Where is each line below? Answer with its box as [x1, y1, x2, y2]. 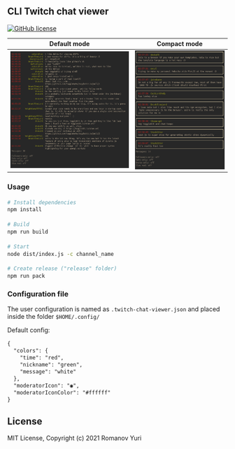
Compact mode [157, 40, 203, 48]
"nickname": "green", [20, 362, 83, 369]
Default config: [7, 326, 50, 334]
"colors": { [13, 348, 49, 355]
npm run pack [7, 273, 45, 280]
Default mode [49, 40, 90, 48]
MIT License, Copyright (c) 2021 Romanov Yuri [7, 434, 142, 443]
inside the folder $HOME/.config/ [7, 313, 100, 321]
